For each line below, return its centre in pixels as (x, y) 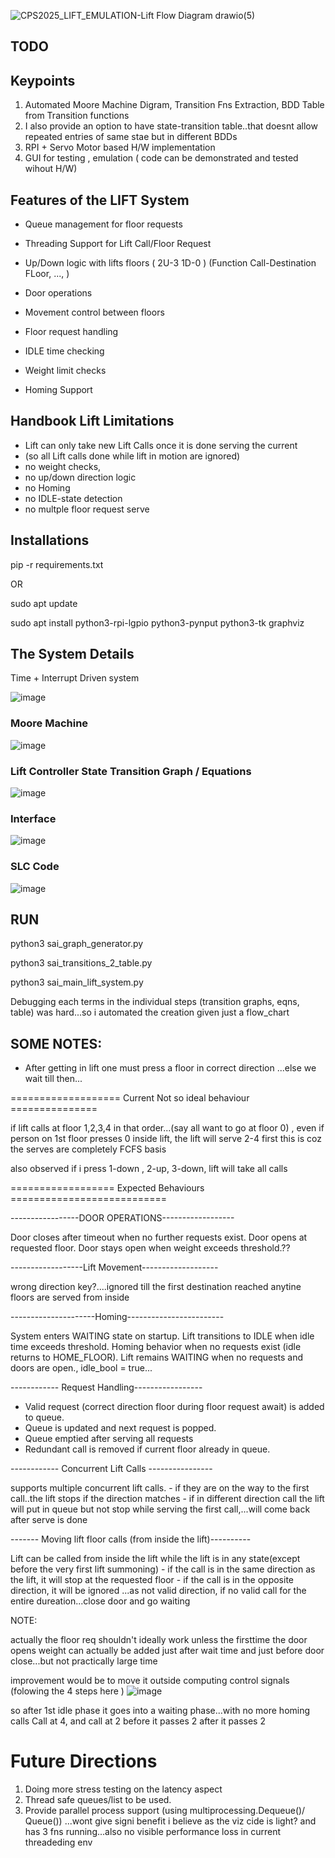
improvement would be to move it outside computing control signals (150, 1681)
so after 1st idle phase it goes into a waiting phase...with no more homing (160, 1711)
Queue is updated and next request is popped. (120, 1428)
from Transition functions (77, 116)
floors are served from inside (70, 1297)
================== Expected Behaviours (107, 1188)
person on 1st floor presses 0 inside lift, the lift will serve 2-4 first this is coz (166, 1139)
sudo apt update (44, 603)
